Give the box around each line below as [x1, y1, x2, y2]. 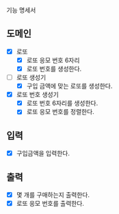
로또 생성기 [16, 73, 47, 81]
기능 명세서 [6, 6, 36, 14]
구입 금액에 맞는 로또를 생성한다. [26, 82, 113, 91]
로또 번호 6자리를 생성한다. [26, 99, 98, 108]
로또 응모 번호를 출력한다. [16, 200, 85, 208]
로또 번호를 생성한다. [26, 64, 82, 73]
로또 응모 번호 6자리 [26, 56, 80, 64]
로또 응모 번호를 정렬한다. [26, 108, 95, 116]
